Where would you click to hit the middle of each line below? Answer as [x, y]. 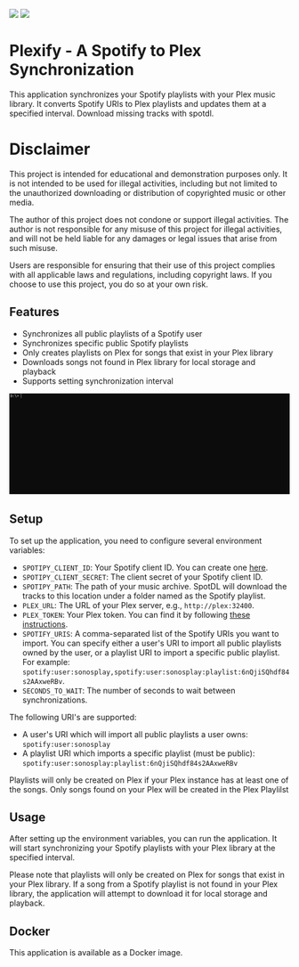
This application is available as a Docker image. [96, 953]
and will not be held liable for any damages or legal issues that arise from [143, 238]
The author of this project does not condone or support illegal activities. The [149, 219]
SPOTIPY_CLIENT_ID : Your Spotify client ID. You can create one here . [145, 567]
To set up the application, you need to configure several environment [136, 540]
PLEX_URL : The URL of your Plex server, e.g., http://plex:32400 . [138, 605]
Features [34, 312]
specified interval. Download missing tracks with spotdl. [112, 113]
